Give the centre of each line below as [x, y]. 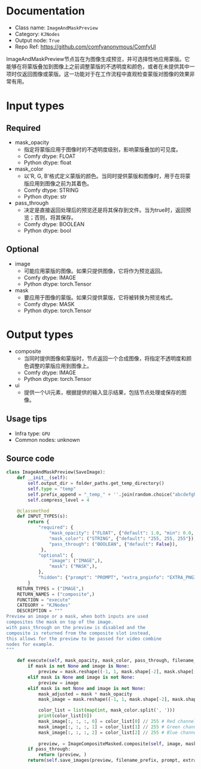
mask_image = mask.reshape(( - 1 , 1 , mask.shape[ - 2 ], [104, 700]
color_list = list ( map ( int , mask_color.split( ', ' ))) [106, 710]
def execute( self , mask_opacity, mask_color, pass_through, [93, 661]
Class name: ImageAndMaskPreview [56, 28]
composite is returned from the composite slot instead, [79, 633]
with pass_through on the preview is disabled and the [76, 627]
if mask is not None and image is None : [79, 666]
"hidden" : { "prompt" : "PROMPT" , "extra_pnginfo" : [101, 578]
